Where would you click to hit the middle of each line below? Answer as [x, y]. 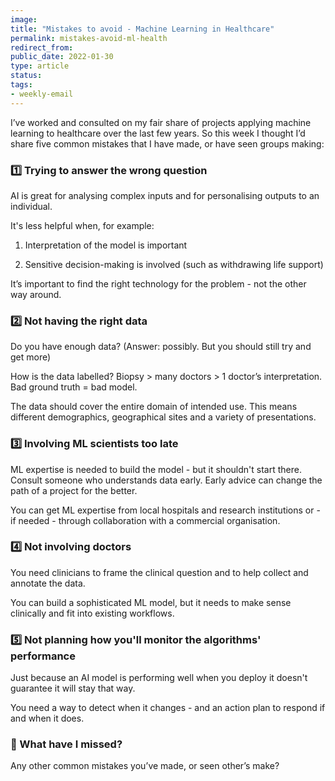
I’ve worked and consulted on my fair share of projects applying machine [161, 122]
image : [24, 19]
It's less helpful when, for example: [82, 225]
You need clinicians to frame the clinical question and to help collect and [159, 572]
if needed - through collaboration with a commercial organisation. [145, 520]
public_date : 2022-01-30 [62, 57]
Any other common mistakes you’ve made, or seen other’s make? [145, 766]
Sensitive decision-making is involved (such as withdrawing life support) [174, 264]
